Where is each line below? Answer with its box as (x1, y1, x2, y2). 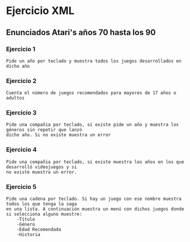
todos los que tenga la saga (6, 201, 77, 207)
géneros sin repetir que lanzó (6, 127, 82, 133)
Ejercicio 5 (6, 182, 37, 191)
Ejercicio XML (6, 4, 75, 18)
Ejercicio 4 (6, 146, 37, 154)
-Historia (16, 232, 41, 238)
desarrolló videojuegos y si (6, 164, 77, 170)
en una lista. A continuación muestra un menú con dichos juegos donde (6, 206, 184, 212)
